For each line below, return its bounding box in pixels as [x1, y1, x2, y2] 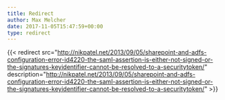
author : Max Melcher [7, 17, 67, 23]
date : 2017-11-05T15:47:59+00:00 [7, 23, 104, 30]
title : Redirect [7, 10, 54, 17]
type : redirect [7, 29, 51, 37]
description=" [7, 70, 46, 79]
